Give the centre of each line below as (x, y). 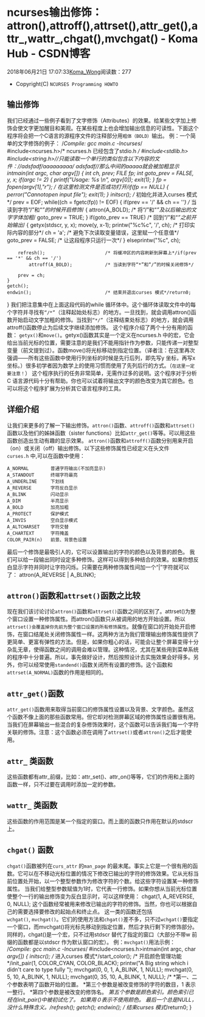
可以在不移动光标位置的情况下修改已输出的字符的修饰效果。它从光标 (108, 873)
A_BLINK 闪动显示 (38, 494)
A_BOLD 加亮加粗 (38, 507)
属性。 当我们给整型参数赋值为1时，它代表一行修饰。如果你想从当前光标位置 (102, 888)
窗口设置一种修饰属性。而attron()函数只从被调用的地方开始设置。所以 (99, 619)
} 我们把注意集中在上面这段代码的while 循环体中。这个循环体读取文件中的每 (102, 304)
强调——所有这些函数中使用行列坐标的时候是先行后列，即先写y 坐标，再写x (101, 358)
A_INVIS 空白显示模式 (42, 520)
